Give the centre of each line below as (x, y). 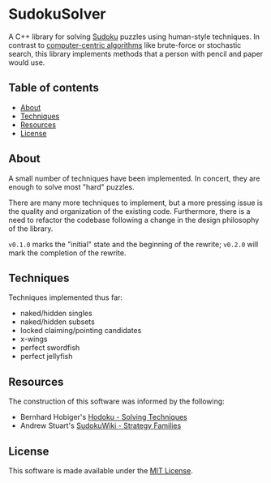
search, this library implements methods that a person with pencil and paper (136, 53)
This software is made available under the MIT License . (101, 470)
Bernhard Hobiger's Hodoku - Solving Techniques (104, 417)
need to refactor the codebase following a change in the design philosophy (134, 220)
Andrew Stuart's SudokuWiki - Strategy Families (101, 425)
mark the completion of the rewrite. (67, 253)
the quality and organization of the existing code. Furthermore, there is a (129, 211)
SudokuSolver (58, 14)
